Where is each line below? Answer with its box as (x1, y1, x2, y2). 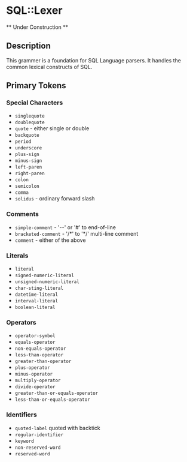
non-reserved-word (14, 445, 61, 451)
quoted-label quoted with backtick (14, 424, 100, 431)
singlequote (14, 113, 45, 119)
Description (6, 41, 51, 51)
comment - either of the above (14, 236, 86, 244)
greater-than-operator (14, 358, 72, 365)
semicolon (14, 184, 40, 190)
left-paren (14, 164, 42, 170)
